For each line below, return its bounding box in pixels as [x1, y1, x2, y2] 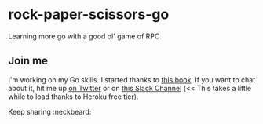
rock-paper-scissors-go [8, 5, 170, 24]
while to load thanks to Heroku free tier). [8, 92, 139, 101]
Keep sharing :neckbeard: [8, 107, 92, 116]
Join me [8, 54, 49, 67]
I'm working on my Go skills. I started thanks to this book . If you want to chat [8, 75, 256, 84]
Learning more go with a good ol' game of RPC [8, 31, 160, 41]
